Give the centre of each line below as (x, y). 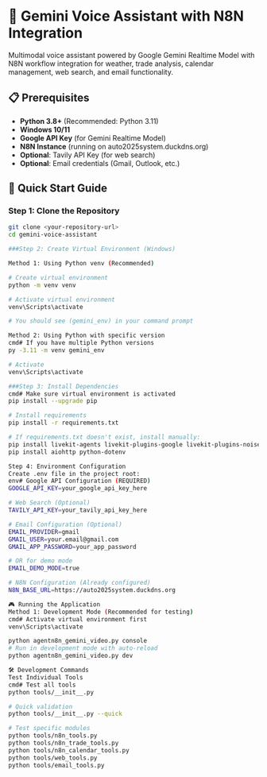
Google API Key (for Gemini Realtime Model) (93, 137)
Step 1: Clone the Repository (64, 211)
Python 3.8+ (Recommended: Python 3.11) (89, 121)
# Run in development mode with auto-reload (83, 648)
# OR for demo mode (41, 561)
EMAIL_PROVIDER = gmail (44, 532)
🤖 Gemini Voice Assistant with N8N (126, 16)
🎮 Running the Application (54, 604)
